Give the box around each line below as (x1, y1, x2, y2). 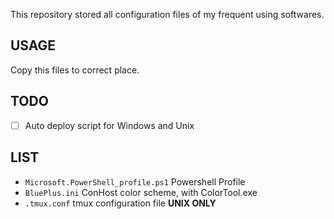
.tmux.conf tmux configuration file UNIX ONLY (24, 197, 217, 209)
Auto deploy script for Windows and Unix (24, 119, 195, 131)
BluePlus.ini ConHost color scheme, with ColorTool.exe (24, 186, 258, 198)
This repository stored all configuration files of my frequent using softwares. (10, 9, 325, 20)
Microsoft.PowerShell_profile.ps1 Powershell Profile (24, 175, 246, 188)
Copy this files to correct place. (10, 64, 140, 76)
